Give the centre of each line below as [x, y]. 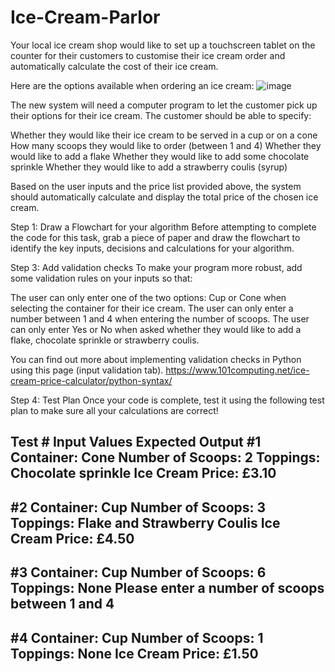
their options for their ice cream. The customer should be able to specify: [161, 115]
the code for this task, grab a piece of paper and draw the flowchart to [155, 237]
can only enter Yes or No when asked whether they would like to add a [156, 329]
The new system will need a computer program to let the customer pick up [164, 105]
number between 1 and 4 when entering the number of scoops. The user [160, 318]
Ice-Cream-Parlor [85, 17]
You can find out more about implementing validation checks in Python [156, 359]
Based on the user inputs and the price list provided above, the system [156, 186]
